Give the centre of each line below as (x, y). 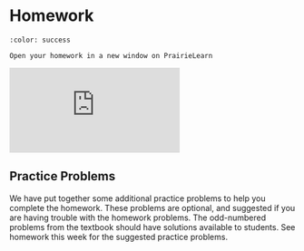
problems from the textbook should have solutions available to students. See (152, 227)
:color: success (40, 40)
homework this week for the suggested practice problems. (119, 237)
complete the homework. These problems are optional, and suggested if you (152, 208)
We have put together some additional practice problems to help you (137, 198)
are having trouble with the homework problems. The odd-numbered (137, 217)
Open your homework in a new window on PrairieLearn (111, 55)
